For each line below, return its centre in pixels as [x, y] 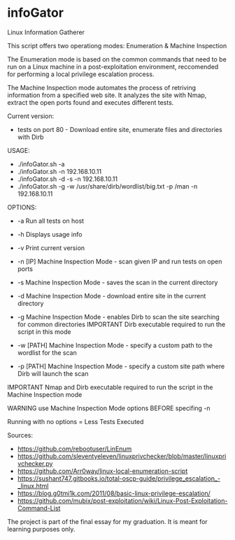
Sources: [20, 435]
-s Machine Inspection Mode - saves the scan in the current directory [117, 282]
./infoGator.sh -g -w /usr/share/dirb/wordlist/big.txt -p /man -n [107, 186]
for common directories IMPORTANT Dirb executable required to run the [121, 324]
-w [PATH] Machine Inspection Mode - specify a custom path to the [115, 345]
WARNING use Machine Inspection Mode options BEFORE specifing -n [109, 408]
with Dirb [30, 137]
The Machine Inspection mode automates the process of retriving [102, 87]
